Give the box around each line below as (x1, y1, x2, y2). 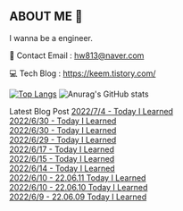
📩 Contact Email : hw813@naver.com (9, 50, 145, 61)
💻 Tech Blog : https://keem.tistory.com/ (9, 68, 156, 79)
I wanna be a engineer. (9, 32, 94, 43)
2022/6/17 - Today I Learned (9, 144, 114, 155)
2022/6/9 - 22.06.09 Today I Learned (9, 191, 147, 202)
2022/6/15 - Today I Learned (9, 153, 115, 164)
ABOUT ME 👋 (9, 9, 83, 24)
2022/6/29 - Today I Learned (9, 134, 117, 145)
